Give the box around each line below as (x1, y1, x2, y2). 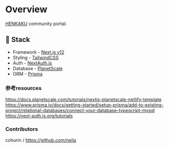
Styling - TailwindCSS (12, 54, 59, 60)
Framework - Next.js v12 (12, 49, 65, 55)
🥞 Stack (5, 35, 31, 44)
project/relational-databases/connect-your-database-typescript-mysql (5, 108, 155, 114)
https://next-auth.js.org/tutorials (5, 113, 73, 119)
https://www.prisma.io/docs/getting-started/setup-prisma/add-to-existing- (5, 102, 164, 108)
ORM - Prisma (12, 71, 43, 77)
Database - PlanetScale (12, 65, 63, 71)
